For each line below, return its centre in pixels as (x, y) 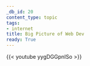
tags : (13, 23)
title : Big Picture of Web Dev (45, 34)
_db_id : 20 (20, 12)
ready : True (21, 40)
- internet (20, 28)
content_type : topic (32, 17)
